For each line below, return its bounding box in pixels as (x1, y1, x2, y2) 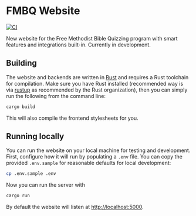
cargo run (6, 193, 31, 199)
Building (6, 58, 37, 68)
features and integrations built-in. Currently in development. (6, 41, 151, 48)
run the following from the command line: (6, 92, 106, 99)
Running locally (6, 131, 65, 141)
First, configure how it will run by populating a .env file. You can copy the (6, 153, 183, 160)
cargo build (6, 104, 35, 110)
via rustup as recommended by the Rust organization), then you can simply (6, 86, 188, 93)
